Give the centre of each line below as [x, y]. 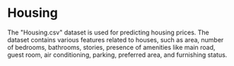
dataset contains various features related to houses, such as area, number [116, 39]
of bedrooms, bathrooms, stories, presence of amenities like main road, [111, 47]
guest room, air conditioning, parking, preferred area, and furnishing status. [117, 55]
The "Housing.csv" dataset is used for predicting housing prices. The [109, 32]
